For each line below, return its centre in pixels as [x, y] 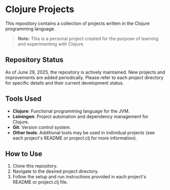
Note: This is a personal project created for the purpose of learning [88, 39]
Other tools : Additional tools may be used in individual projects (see [83, 132]
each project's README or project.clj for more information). [75, 138]
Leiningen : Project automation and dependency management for [80, 116]
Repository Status [34, 60]
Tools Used [23, 99]
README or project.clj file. [40, 182]
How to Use [24, 154]
